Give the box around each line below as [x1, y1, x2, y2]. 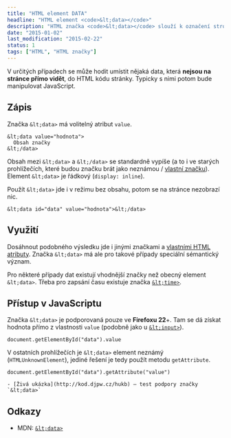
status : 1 [7, 42, 36, 49]
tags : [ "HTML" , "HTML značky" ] [7, 49, 97, 56]
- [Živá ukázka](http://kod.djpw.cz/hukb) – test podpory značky [7, 381, 198, 388]
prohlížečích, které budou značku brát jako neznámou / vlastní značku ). [7, 164, 210, 172]
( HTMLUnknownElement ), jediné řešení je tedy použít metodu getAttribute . [7, 356, 211, 364]
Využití [7, 224, 39, 236]
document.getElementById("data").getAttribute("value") [7, 369, 170, 376]
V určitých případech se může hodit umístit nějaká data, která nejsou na [7, 67, 212, 76]
